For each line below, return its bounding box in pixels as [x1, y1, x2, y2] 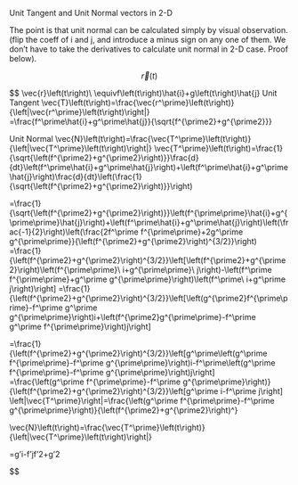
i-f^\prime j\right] [220, 386, 283, 396]
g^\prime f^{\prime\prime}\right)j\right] [9, 321, 151, 332]
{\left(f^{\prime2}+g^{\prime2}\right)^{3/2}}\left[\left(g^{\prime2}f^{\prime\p [9, 293, 288, 303]
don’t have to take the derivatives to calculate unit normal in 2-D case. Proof [9, 44, 289, 54]
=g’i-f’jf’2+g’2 [9, 449, 60, 459]
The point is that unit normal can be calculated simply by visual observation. [9, 25, 288, 35]
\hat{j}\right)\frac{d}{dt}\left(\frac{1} [9, 171, 142, 182]
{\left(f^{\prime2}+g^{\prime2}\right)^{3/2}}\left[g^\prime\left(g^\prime [9, 348, 268, 358]
